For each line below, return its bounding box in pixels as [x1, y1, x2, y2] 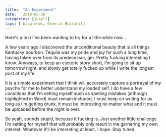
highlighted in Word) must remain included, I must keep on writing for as [5, 96, 153, 102]
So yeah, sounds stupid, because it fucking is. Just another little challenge [5, 116, 157, 122]
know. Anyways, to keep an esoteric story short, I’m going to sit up [5, 60, 141, 66]
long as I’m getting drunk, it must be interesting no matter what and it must [5, 101, 158, 107]
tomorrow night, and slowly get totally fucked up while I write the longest [5, 65, 154, 71]
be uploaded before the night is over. [5, 106, 81, 112]
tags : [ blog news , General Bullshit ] [5, 21, 85, 26]
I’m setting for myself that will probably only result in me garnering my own [5, 121, 158, 127]
